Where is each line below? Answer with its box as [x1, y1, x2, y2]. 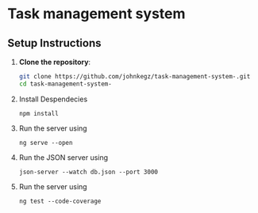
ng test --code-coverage [18, 197, 102, 205]
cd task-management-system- [18, 80, 112, 88]
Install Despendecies [18, 94, 88, 104]
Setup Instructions [7, 36, 102, 50]
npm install [18, 109, 59, 117]
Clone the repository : [18, 57, 91, 67]
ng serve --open [18, 139, 73, 146]
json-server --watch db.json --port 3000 [18, 168, 158, 176]
